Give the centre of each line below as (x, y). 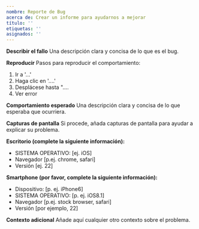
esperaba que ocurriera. (36, 112)
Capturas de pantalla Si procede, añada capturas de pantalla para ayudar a (100, 123)
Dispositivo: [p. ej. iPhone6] (49, 189)
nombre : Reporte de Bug (36, 12)
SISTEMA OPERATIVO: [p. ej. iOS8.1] (60, 195)
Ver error (26, 94)
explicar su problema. (33, 130)
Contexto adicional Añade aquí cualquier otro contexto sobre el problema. (98, 220)
